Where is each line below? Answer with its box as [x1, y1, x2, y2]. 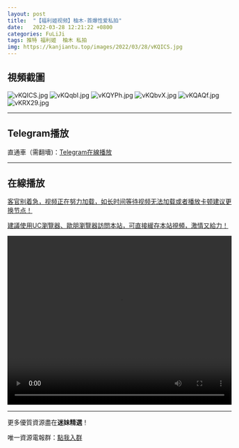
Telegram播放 [7, 127, 69, 139]
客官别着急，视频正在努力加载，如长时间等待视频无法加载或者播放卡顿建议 [7, 197, 225, 206]
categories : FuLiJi [7, 30, 65, 38]
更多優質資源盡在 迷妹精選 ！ [7, 418, 89, 427]
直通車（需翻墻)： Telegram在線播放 [7, 147, 112, 156]
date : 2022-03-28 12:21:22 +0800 [7, 23, 113, 31]
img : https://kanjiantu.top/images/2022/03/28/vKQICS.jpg [7, 43, 183, 50]
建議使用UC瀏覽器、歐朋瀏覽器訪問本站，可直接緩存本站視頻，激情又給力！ [7, 221, 229, 230]
